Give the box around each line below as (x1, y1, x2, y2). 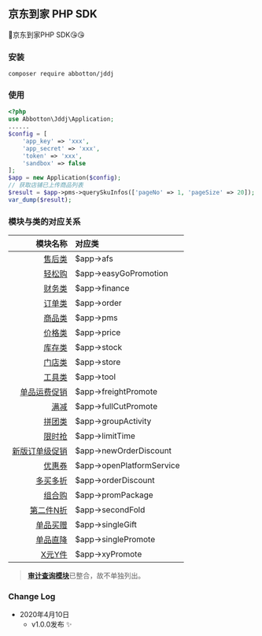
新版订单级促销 (12, 446, 68, 457)
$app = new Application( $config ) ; (8, 174, 122, 182)
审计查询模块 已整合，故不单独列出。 (27, 571, 146, 581)
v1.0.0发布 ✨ (31, 619, 72, 629)
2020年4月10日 (19, 610, 70, 619)
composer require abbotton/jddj (8, 70, 114, 78)
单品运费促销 (20, 387, 68, 398)
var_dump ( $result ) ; (8, 195, 72, 203)
